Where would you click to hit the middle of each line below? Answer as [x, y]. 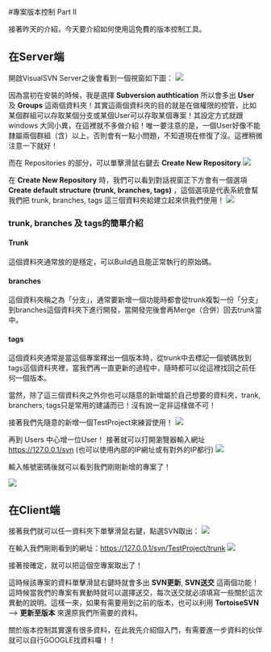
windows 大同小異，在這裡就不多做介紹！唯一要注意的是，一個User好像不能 [134, 125]
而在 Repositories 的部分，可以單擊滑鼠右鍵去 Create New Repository [125, 162]
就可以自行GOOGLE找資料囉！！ [62, 640]
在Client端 [34, 510]
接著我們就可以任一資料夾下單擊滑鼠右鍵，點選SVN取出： [104, 531]
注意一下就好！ [33, 145]
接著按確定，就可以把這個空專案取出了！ [75, 566]
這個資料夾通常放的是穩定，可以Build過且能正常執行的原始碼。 [112, 262]
